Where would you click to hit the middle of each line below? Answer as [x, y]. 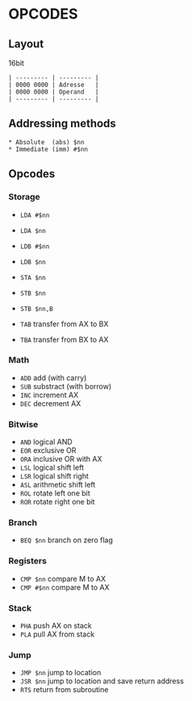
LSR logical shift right [54, 476]
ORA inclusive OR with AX [61, 459]
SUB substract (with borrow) [66, 386]
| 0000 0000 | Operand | [54, 92]
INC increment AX [49, 395]
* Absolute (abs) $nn [46, 142]
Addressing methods [63, 124]
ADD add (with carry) [53, 377]
